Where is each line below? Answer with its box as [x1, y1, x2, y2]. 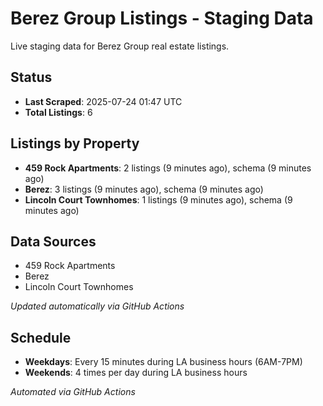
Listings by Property [10, 135, 140, 152]
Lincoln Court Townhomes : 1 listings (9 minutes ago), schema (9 [24, 193, 293, 206]
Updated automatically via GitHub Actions [10, 300, 185, 312]
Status [10, 69, 53, 86]
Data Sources [10, 233, 97, 250]
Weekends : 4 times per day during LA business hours [24, 367, 248, 379]
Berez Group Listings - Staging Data [10, 7, 314, 30]
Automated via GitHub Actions [10, 386, 136, 398]
